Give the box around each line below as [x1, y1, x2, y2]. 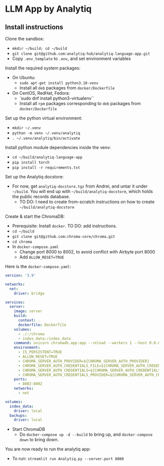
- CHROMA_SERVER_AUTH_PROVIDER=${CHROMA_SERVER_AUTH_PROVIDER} [18, 359, 150, 363]
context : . [18, 318, 41, 323]
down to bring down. [19, 437, 59, 443]
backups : [9, 413, 27, 418]
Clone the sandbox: [5, 36, 44, 42]
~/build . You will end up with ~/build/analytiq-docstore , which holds [12, 189, 153, 194]
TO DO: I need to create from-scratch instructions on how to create [19, 199, 155, 205]
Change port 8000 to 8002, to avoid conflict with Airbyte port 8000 [19, 249, 155, 254]
